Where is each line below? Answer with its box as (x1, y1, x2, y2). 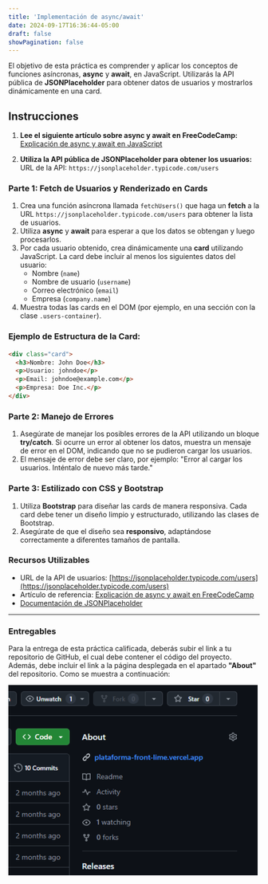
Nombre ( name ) (31, 269, 81, 278)
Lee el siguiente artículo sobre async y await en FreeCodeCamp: (19, 131, 238, 140)
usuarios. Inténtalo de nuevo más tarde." (19, 463, 153, 473)
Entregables (8, 626, 57, 637)
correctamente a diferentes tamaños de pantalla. (19, 535, 181, 544)
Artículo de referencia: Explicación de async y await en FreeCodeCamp (19, 590, 254, 599)
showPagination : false (8, 38, 84, 46)
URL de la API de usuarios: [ (19, 572, 112, 582)
